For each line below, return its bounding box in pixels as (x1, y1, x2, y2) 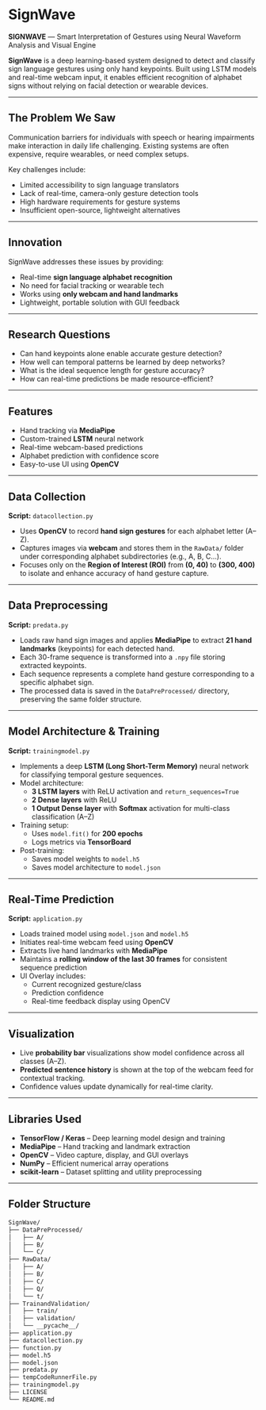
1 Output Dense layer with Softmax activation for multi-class (31, 803, 230, 813)
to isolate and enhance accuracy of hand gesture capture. (19, 569, 210, 578)
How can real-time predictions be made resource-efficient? (19, 375, 214, 384)
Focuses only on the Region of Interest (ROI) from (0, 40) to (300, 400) (19, 560, 256, 569)
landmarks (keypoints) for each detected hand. (19, 644, 175, 653)
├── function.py (8, 1343, 62, 1352)
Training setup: (19, 820, 70, 830)
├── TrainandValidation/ (8, 1300, 90, 1308)
